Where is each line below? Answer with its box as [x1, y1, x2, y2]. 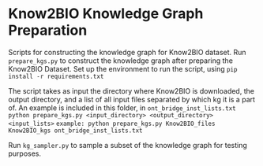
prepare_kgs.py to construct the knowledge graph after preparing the [8, 56, 233, 65]
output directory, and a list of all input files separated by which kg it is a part [8, 94, 255, 104]
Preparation [8, 21, 88, 39]
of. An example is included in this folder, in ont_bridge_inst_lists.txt [8, 103, 237, 113]
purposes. [8, 149, 42, 158]
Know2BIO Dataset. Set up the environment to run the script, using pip [8, 64, 238, 73]
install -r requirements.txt [8, 72, 104, 80]
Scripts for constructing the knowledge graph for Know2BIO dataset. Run [8, 47, 246, 57]
